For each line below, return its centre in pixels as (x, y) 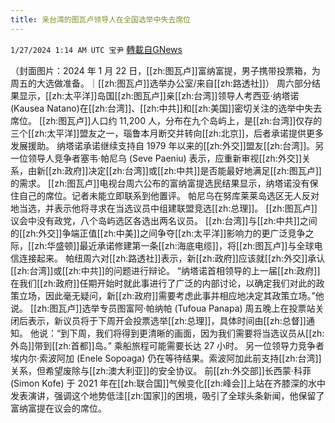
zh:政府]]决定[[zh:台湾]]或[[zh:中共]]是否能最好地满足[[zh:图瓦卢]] (186, 170)
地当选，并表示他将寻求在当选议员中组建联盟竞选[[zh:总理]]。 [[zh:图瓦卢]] (164, 208)
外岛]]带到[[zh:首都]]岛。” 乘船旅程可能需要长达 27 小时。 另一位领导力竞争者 (167, 345)
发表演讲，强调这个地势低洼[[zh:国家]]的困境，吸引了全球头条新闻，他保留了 (167, 395)
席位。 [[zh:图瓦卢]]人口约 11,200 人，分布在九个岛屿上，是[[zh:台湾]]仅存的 (166, 120)
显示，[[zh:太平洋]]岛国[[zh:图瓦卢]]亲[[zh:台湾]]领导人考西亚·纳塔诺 (159, 95)
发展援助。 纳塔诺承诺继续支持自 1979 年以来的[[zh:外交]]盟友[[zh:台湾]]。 (163, 145)
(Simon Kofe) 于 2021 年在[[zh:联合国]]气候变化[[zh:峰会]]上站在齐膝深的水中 (168, 383)
